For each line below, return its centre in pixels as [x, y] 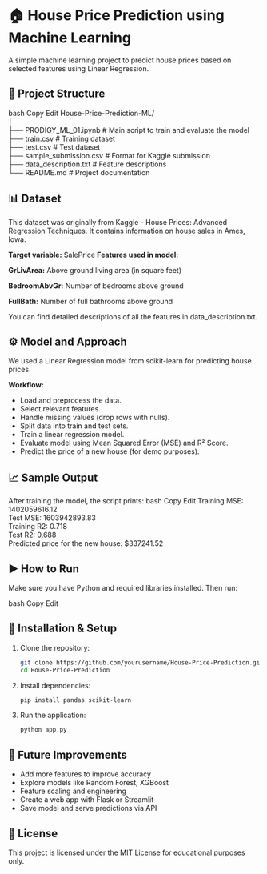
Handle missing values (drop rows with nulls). [95, 418]
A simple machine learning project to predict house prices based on [120, 60]
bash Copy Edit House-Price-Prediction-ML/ [81, 113]
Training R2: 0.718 [38, 527]
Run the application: [53, 715]
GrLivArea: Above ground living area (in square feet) [95, 270]
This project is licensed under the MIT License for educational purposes [127, 852]
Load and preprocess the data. [70, 400]
